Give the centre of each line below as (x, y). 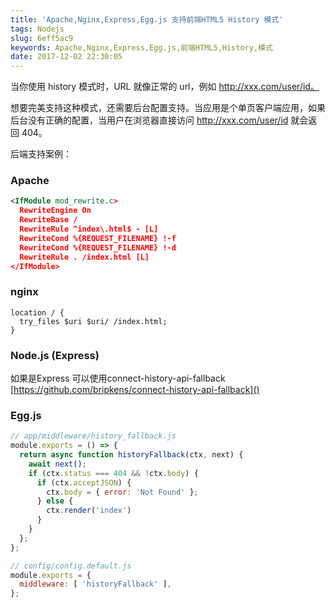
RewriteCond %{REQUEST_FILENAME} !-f (98, 238)
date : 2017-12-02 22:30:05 (66, 57)
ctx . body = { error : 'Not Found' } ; (122, 492)
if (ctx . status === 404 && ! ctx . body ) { (113, 473)
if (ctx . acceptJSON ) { (84, 482)
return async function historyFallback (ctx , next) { (131, 455)
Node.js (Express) (55, 355)
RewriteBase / (48, 220)
